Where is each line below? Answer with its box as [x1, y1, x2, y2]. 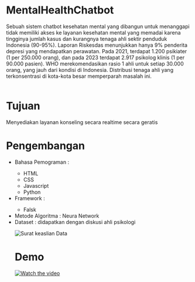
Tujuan [6, 99, 40, 113]
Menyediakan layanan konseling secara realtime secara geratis [6, 118, 158, 126]
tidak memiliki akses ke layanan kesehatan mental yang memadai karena [6, 29, 181, 36]
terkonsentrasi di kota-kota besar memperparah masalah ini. [6, 73, 152, 80]
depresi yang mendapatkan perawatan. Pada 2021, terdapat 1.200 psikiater [6, 47, 187, 54]
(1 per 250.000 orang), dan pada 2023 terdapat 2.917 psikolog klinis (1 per [6, 54, 185, 61]
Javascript [23, 182, 49, 189]
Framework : [14, 194, 45, 202]
